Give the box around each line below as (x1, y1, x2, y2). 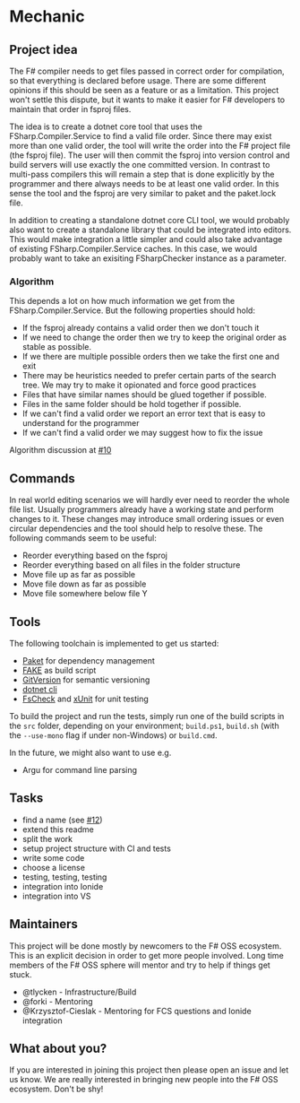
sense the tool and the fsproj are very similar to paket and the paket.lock (9, 188, 277, 198)
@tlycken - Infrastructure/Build (21, 986, 137, 997)
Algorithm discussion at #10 (9, 445, 112, 456)
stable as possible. (21, 342, 92, 352)
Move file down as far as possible (21, 578, 147, 589)
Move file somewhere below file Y (21, 588, 148, 599)
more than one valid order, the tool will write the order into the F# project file (9, 141, 291, 151)
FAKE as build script (21, 664, 97, 675)
